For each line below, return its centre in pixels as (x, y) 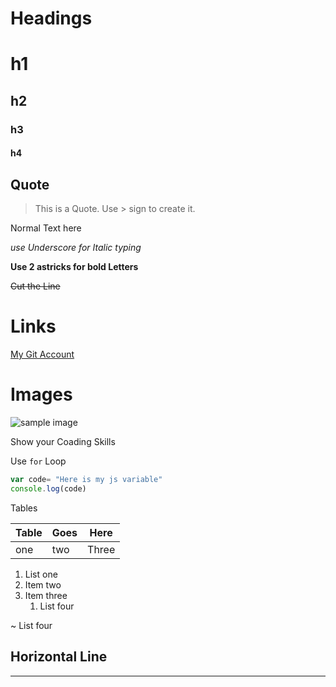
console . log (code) (48, 488)
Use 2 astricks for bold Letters (74, 267)
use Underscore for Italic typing (76, 248)
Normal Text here (46, 228)
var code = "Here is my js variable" (86, 479)
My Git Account (42, 354)
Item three (46, 595)
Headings (51, 18)
